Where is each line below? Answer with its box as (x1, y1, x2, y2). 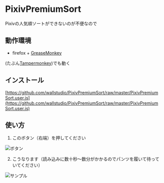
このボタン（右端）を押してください (12, 135, 86, 141)
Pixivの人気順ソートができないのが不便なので (5, 20, 97, 26)
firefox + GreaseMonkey (12, 50, 62, 56)
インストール (5, 76, 44, 85)
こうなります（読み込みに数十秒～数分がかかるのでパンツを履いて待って (12, 156, 160, 162)
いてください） (12, 162, 43, 168)
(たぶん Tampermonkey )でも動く (5, 60, 71, 66)
